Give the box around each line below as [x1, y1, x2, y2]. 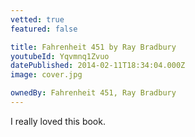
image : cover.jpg [10, 70, 83, 80]
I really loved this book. [10, 115, 106, 127]
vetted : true [10, 14, 65, 25]
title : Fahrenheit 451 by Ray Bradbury [10, 42, 177, 52]
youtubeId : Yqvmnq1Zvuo [10, 51, 110, 61]
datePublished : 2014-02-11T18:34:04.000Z [10, 61, 186, 71]
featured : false [10, 24, 78, 34]
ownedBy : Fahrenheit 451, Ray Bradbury [10, 88, 177, 98]
